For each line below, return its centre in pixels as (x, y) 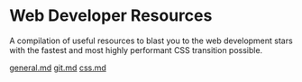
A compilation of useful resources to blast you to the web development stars (151, 41)
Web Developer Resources (111, 16)
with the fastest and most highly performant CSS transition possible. (136, 50)
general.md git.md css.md (58, 68)
